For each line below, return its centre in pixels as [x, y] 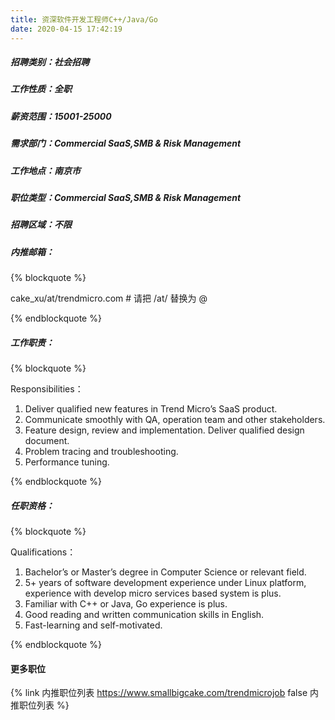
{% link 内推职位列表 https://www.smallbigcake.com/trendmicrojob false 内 [164, 693]
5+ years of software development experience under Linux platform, [165, 583]
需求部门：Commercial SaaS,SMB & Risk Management [126, 143]
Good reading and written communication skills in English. [144, 615]
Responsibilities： [47, 389]
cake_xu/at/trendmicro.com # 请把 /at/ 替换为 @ [109, 298]
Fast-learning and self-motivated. [93, 625]
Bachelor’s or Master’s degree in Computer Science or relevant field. [165, 572]
